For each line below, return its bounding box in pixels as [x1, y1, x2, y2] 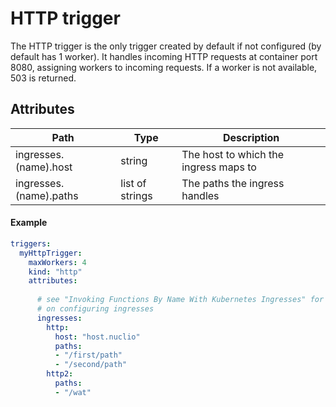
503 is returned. [10, 72, 77, 84]
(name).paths [15, 188, 79, 202]
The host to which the [181, 147, 284, 161]
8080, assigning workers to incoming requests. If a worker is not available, [10, 61, 318, 73]
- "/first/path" [54, 350, 123, 361]
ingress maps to [181, 160, 257, 174]
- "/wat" [54, 387, 92, 397]
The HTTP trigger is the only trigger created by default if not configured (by [10, 40, 322, 52]
